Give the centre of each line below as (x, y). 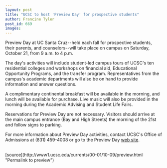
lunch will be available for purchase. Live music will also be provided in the (82, 99)
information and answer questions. (41, 84)
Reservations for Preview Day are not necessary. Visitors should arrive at (80, 114)
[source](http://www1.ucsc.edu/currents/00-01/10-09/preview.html (74, 155)
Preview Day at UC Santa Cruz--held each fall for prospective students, (79, 42)
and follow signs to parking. (34, 125)
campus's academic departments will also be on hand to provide (72, 79)
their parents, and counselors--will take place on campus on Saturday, (78, 48)
